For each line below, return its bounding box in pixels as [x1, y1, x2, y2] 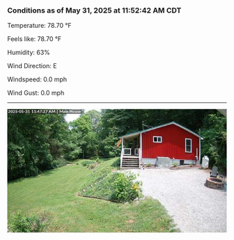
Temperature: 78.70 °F [7, 22, 72, 30]
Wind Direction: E [7, 62, 57, 70]
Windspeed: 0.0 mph [7, 75, 68, 83]
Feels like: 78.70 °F [7, 35, 62, 43]
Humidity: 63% [7, 48, 51, 57]
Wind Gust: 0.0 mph [7, 89, 65, 97]
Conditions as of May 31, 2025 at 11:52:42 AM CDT [7, 6, 182, 15]
